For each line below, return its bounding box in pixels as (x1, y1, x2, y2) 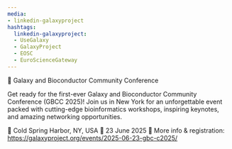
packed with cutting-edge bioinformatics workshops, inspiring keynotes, (7, 104, 220, 114)
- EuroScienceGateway (13, 57, 78, 64)
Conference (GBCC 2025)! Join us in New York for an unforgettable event (7, 97, 223, 106)
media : (7, 10, 27, 18)
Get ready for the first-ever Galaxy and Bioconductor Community (7, 89, 197, 98)
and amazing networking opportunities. (7, 112, 123, 121)
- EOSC (13, 50, 33, 57)
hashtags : (7, 23, 37, 31)
